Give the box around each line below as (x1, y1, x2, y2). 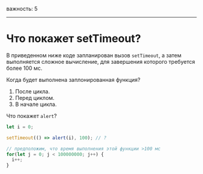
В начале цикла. (14, 101, 57, 108)
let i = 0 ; (6, 123, 34, 130)
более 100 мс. (6, 64, 43, 72)
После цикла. (14, 87, 50, 95)
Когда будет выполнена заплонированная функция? (6, 76, 141, 83)
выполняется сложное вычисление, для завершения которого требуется (6, 58, 195, 65)
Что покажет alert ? (6, 112, 57, 119)
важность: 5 (6, 5, 38, 12)
